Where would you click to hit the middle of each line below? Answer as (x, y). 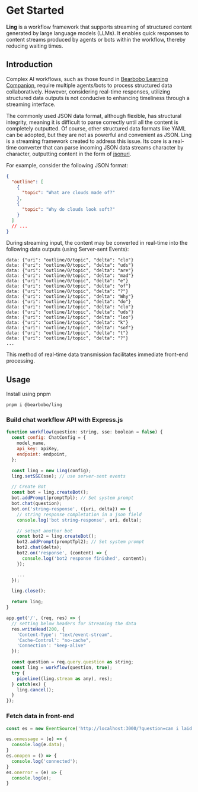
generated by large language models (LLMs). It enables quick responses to (98, 33)
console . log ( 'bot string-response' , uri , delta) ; (79, 520)
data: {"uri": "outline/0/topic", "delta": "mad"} (70, 276)
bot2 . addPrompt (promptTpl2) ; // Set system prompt (81, 542)
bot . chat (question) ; (37, 504)
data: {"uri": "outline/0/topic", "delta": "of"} (69, 286)
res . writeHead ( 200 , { (38, 629)
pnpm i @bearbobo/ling (34, 405)
